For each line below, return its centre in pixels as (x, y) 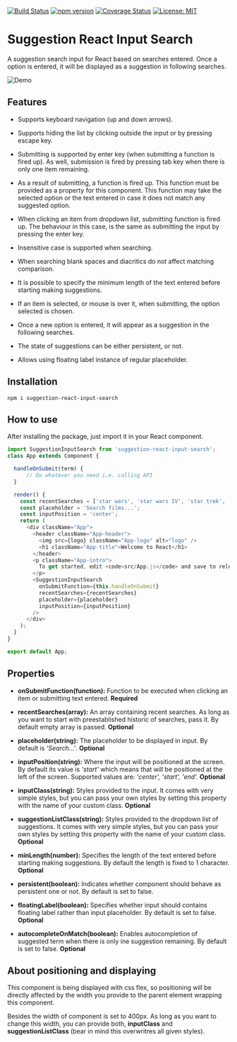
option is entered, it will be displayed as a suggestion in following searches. (117, 66)
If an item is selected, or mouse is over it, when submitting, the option (119, 303)
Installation (32, 382)
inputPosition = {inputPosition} (85, 606)
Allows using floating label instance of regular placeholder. (103, 359)
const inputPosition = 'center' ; (69, 514)
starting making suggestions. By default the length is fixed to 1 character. (123, 862)
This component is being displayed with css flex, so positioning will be (109, 988)
